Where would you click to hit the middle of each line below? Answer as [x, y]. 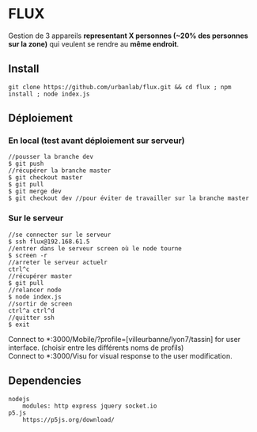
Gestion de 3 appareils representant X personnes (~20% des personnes [128, 36]
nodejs [19, 399]
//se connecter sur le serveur [60, 235]
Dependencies [45, 381]
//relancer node [35, 290]
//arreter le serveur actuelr [58, 262]
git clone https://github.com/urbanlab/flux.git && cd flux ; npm [120, 87]
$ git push [26, 164]
